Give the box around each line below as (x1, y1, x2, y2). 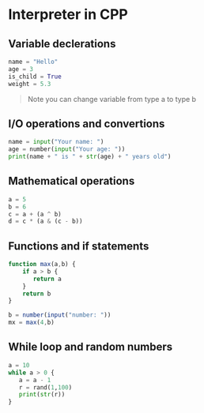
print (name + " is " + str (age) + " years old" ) (8, 152, 172, 161)
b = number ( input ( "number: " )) (8, 311, 111, 319)
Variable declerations (8, 37, 116, 51)
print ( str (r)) (18, 391, 66, 399)
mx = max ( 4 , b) (8, 318, 55, 327)
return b (22, 290, 51, 298)
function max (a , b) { (8, 261, 77, 268)
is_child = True (8, 73, 62, 81)
